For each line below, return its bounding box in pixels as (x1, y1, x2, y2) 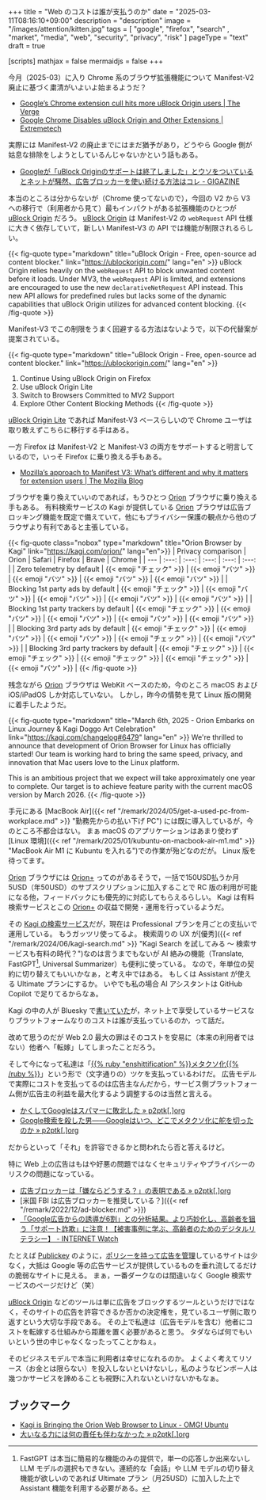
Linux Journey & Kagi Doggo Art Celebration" (8, 724, 157, 733)
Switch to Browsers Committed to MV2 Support (19, 390, 175, 400)
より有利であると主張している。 (28, 522, 133, 531)
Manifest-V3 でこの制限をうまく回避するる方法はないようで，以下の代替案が (8, 324, 258, 333)
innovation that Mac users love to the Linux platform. (8, 758, 180, 767)
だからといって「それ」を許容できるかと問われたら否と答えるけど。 (8, 1142, 230, 1152)
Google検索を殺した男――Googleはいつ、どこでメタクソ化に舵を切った (19, 1115, 254, 1125)
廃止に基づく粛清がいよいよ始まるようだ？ (8, 82, 147, 92)
